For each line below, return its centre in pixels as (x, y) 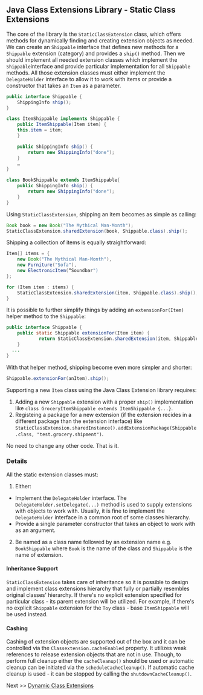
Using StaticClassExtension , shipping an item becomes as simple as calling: (101, 214)
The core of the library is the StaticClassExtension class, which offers (94, 34)
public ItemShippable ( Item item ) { (62, 125)
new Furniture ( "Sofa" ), (47, 265)
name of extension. (39, 554)
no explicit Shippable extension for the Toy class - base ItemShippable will (98, 608)
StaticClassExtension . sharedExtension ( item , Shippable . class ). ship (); (108, 293)
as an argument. (35, 530)
